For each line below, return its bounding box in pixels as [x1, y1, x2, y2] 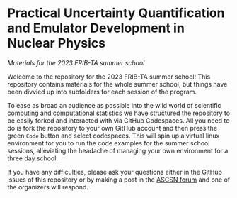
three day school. [7, 154, 59, 163]
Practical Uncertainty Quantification [7, 5, 225, 21]
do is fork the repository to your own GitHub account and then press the [7, 123, 218, 132]
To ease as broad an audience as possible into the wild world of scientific [7, 101, 221, 109]
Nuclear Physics [7, 35, 106, 51]
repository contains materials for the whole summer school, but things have [7, 79, 228, 88]
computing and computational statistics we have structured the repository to [7, 109, 231, 117]
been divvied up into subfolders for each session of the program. [7, 87, 197, 96]
